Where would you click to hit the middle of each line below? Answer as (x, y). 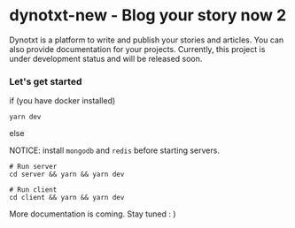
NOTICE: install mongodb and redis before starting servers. (114, 150)
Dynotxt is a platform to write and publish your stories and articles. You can (147, 40)
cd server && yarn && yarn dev (67, 175)
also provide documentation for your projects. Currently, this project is (137, 49)
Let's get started (46, 81)
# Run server (33, 167)
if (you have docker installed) (62, 101)
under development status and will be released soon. (106, 58)
